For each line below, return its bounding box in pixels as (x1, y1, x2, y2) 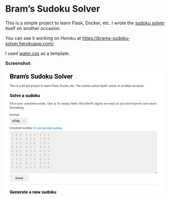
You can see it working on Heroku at (5, 35, 81, 41)
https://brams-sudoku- (82, 35, 130, 41)
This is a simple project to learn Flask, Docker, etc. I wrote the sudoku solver (5, 20, 165, 26)
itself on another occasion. (5, 25, 61, 31)
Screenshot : (5, 60, 32, 66)
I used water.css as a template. (5, 50, 70, 56)
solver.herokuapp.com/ (5, 40, 54, 46)
